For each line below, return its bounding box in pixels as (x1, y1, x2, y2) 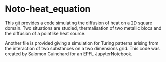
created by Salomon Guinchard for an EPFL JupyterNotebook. (5, 51, 133, 57)
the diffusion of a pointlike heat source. (5, 30, 86, 36)
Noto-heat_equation (5, 3, 91, 15)
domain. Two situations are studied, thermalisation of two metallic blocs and (5, 25, 162, 31)
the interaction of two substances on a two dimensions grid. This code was (5, 45, 160, 51)
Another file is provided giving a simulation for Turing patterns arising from (5, 40, 159, 46)
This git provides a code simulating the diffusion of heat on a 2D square (5, 20, 152, 26)
